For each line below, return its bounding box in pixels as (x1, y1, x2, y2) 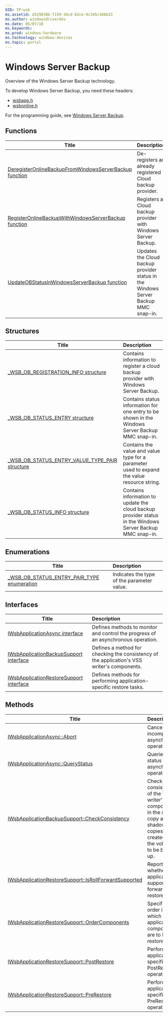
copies (147, 828, 163, 835)
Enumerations (5, 548, 50, 556)
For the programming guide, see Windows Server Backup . (5, 112, 125, 118)
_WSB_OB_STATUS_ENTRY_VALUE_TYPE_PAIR (7, 457, 117, 464)
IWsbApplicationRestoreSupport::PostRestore (7, 958, 114, 965)
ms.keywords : (5, 26, 32, 31)
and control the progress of (91, 630, 156, 637)
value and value (123, 448, 160, 455)
